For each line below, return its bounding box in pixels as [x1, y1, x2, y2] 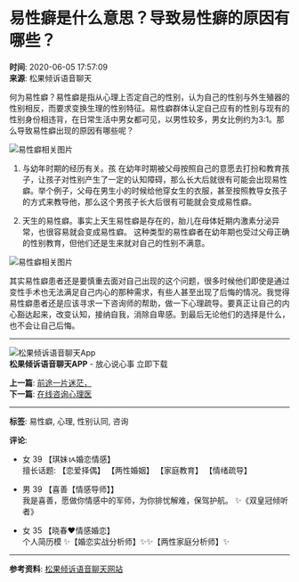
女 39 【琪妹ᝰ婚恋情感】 [21, 454, 116, 464]
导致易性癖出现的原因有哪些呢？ [16, 125, 134, 135]
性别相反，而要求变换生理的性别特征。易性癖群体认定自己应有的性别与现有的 [9, 102, 290, 113]
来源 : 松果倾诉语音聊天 [9, 72, 92, 83]
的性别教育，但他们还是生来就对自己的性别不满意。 [21, 237, 210, 248]
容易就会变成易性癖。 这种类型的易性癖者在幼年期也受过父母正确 [53, 226, 290, 237]
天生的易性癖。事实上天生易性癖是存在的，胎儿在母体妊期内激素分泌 [21, 215, 272, 225]
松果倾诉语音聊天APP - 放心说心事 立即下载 [9, 358, 168, 369]
